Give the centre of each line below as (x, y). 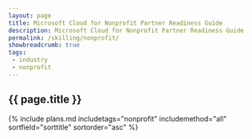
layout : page (30, 15)
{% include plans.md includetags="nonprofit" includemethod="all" (118, 118)
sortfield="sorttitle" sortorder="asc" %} (73, 127)
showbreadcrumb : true (44, 45)
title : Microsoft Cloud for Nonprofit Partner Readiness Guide (116, 23)
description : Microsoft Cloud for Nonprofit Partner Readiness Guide (126, 30)
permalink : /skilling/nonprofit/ (64, 38)
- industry (30, 60)
